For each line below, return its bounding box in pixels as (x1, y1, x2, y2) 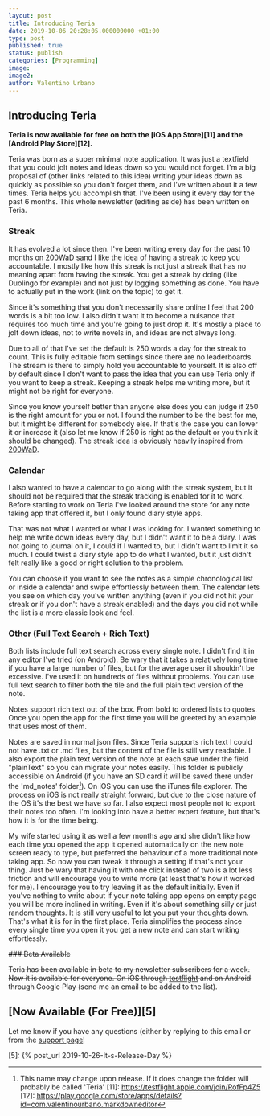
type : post (8, 34, 45, 43)
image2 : (8, 72, 35, 80)
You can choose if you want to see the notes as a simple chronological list (8, 573, 253, 583)
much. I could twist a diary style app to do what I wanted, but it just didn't (8, 549, 252, 559)
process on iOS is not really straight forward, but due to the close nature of (8, 790, 256, 799)
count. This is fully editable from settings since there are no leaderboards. (8, 351, 253, 362)
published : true (8, 42, 63, 50)
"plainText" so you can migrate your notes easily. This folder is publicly (8, 763, 243, 773)
